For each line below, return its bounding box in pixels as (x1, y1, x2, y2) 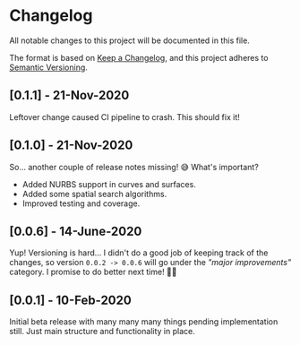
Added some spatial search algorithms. (21, 188, 167, 199)
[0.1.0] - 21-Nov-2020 (9, 138, 133, 153)
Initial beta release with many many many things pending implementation (9, 316, 279, 327)
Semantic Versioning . (9, 62, 88, 73)
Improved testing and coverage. (21, 198, 141, 209)
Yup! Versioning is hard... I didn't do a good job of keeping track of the (9, 247, 269, 258)
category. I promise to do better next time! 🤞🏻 (9, 266, 177, 278)
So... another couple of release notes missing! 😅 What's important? (9, 161, 260, 172)
